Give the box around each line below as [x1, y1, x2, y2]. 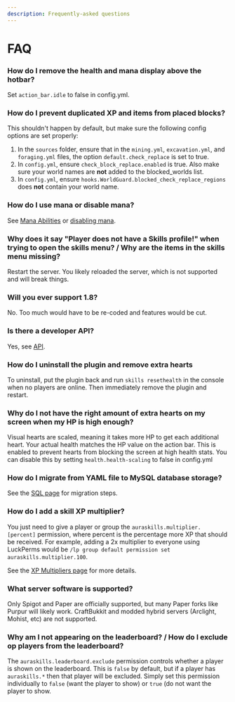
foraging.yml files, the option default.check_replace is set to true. [17, 153, 209, 161]
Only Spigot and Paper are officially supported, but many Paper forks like [7, 600, 219, 608]
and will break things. [7, 275, 69, 283]
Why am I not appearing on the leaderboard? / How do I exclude [7, 632, 228, 641]
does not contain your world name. [17, 182, 119, 191]
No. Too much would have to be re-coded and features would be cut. [7, 308, 207, 317]
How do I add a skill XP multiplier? [7, 506, 125, 516]
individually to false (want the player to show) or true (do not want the [7, 679, 212, 688]
